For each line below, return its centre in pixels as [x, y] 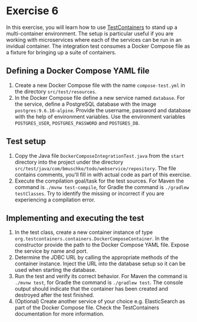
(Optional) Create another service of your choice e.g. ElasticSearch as [100, 301]
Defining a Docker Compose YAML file [78, 71]
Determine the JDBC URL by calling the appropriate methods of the [96, 258]
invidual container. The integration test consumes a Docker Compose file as [98, 46]
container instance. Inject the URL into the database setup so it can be [100, 264]
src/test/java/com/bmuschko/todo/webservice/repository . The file [95, 168]
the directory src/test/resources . [55, 91]
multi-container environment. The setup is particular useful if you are [90, 33]
